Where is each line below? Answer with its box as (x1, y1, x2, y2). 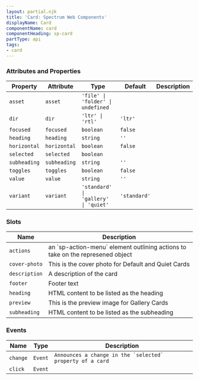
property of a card (54, 357, 110, 364)
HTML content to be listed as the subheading (48, 308, 174, 316)
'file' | (81, 93, 107, 99)
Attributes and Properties (6, 66, 81, 75)
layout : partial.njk (6, 8, 57, 15)
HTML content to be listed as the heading (48, 289, 163, 297)
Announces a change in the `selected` (54, 351, 164, 358)
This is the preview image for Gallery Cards (48, 299, 169, 307)
